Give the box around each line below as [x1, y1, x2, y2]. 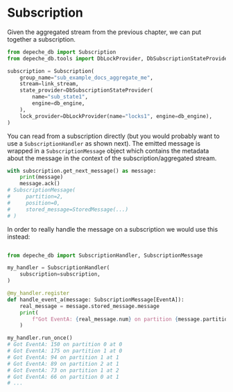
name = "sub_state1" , [32, 94, 89, 101]
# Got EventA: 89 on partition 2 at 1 [7, 360, 119, 367]
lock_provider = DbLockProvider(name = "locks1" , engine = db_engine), [19, 112, 213, 119]
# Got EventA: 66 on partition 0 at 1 [7, 373, 119, 380]
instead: [7, 232, 31, 241]
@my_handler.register [7, 290, 70, 297]
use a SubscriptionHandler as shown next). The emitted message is [7, 139, 201, 147]
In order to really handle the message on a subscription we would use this [7, 225, 218, 233]
